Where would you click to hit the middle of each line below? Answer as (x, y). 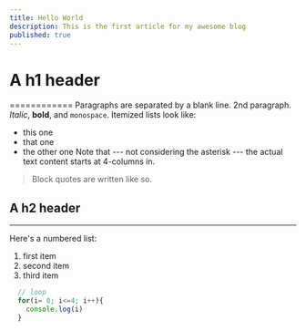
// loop (32, 293)
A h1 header (55, 80)
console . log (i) (55, 309)
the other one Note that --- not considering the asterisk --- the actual (153, 152)
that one (38, 142)
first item (39, 256)
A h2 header (45, 207)
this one (38, 132)
